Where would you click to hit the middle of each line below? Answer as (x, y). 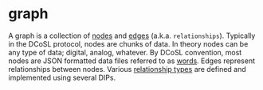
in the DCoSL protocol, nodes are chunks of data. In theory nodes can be (128, 43)
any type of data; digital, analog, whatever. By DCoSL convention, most (125, 52)
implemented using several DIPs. (62, 77)
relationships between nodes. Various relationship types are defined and (128, 69)
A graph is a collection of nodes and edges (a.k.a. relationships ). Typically (132, 36)
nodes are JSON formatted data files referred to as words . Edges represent (132, 61)
